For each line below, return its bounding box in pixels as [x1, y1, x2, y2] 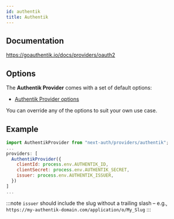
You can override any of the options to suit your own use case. [6, 107, 158, 114]
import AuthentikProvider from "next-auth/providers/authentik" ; [6, 140, 169, 145]
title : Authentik [6, 14, 49, 20]
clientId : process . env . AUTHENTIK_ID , [16, 161, 109, 168]
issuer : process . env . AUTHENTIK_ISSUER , [16, 172, 114, 178]
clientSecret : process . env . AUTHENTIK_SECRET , [16, 167, 130, 173]
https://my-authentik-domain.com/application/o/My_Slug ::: [6, 205, 151, 213]
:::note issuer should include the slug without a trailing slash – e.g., [6, 200, 168, 207]
